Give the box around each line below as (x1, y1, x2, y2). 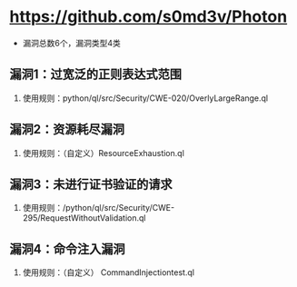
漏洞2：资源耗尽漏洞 (9, 122, 125, 137)
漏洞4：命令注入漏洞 (9, 241, 125, 256)
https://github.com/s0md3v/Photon (9, 6, 288, 27)
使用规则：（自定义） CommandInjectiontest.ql (22, 267, 195, 278)
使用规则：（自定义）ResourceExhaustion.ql (22, 147, 184, 158)
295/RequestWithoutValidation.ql (22, 213, 146, 223)
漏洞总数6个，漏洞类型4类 (22, 37, 121, 48)
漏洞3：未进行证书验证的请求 (9, 176, 173, 192)
